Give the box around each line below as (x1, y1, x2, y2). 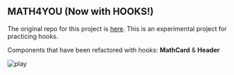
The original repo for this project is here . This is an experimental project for (7, 24, 228, 33)
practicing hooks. (7, 32, 59, 40)
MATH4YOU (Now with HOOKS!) (7, 6, 154, 18)
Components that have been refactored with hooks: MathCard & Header (7, 45, 220, 54)
